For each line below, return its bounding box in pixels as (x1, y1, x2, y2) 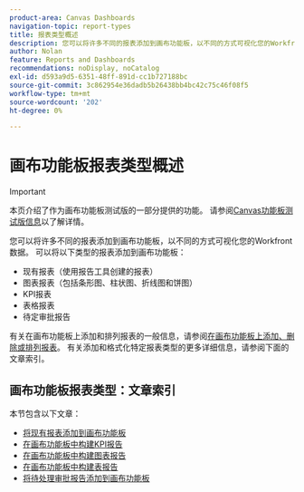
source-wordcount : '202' (9, 97, 103, 107)
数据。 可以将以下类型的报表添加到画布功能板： (9, 246, 186, 258)
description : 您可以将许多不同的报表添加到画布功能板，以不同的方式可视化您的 (9, 38, 271, 48)
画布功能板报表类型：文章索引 (9, 382, 176, 398)
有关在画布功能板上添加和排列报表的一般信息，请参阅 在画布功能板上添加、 (9, 331, 287, 342)
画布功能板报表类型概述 (9, 156, 185, 177)
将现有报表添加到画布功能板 (22, 428, 127, 438)
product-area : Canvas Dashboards (9, 13, 136, 23)
